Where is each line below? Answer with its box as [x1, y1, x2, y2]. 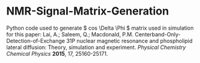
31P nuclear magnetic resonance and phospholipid [66, 37, 193, 44]
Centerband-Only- [135, 30, 181, 38]
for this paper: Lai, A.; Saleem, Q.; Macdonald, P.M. [6, 30, 134, 38]
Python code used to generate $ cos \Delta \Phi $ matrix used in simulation [6, 24, 194, 31]
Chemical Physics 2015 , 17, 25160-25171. [6, 50, 108, 57]
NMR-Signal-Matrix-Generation [6, 4, 169, 18]
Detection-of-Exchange [6, 37, 65, 44]
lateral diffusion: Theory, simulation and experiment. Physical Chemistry [6, 44, 186, 51]
